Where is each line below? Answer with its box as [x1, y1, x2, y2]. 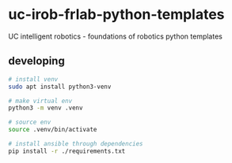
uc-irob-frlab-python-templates [8, 6, 225, 24]
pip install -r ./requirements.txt [8, 147, 126, 155]
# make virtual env [8, 97, 73, 105]
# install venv [8, 75, 59, 83]
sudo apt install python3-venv [8, 83, 112, 91]
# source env [8, 118, 51, 127]
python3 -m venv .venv [8, 104, 83, 112]
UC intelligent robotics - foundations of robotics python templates [8, 31, 223, 41]
